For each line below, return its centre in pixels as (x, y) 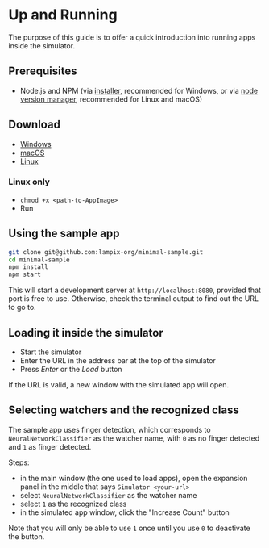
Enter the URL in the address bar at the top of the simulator (118, 360)
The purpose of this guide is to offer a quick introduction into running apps (132, 37)
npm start (25, 275)
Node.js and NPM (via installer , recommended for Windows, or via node (139, 90)
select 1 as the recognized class (73, 504)
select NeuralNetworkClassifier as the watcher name (108, 495)
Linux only (29, 182)
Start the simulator (51, 352)
